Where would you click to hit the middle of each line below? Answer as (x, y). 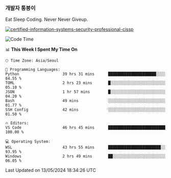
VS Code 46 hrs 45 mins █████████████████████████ (86, 128)
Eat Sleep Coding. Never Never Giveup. (47, 19)
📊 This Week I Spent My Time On (41, 49)
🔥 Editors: (17, 123)
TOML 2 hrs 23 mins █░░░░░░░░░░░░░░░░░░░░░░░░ (86, 83)
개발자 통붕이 (20, 8)
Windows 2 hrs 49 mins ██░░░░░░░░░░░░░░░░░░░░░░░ (86, 157)
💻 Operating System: (28, 142)
